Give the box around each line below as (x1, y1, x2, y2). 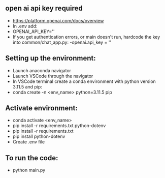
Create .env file (12, 139, 45, 145)
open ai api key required (5, 4, 83, 13)
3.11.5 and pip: (12, 83, 42, 90)
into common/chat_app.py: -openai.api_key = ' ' (12, 39, 112, 45)
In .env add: (12, 23, 38, 29)
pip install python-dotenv (12, 133, 65, 139)
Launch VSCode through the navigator (12, 73, 93, 79)
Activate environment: (5, 104, 78, 112)
